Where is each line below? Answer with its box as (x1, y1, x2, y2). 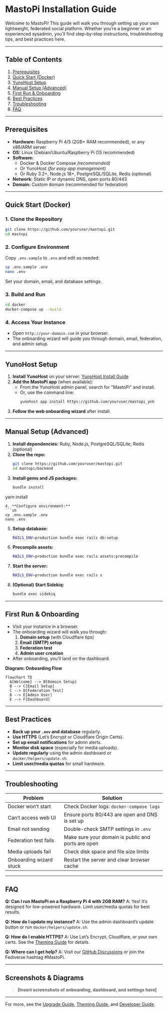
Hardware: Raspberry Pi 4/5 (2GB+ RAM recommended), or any (12, 139, 145, 145)
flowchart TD (5, 675, 32, 680)
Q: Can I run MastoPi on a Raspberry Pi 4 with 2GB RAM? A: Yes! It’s (5, 899, 147, 905)
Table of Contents (5, 55, 62, 64)
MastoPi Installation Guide (5, 4, 117, 15)
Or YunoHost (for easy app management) (19, 165, 106, 171)
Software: (12, 155, 34, 161)
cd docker (5, 302, 26, 307)
